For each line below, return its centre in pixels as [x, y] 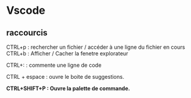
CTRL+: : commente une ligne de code [54, 65]
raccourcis [27, 33]
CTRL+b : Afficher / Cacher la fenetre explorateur [67, 54]
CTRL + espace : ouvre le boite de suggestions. [65, 77]
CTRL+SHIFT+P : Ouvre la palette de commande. [68, 88]
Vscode [26, 11]
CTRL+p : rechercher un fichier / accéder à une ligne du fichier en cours [96, 47]
